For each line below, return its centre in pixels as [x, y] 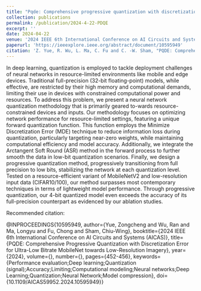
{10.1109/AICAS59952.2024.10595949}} [55, 281]
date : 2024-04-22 [28, 34]
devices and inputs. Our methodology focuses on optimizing [111, 112]
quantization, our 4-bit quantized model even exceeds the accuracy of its [97, 195]
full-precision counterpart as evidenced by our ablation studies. [85, 201]
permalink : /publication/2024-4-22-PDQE [57, 23]
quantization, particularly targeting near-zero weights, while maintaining [95, 138]
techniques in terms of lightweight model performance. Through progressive [100, 189]
